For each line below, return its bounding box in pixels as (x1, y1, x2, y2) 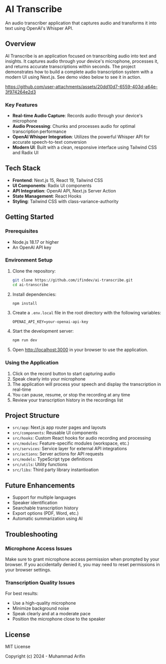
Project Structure (5, 411, 60, 420)
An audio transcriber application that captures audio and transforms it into (5, 20, 157, 26)
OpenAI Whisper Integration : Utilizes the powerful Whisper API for (12, 134, 150, 140)
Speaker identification (12, 500, 58, 506)
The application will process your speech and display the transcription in (12, 381, 162, 387)
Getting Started (5, 213, 54, 221)
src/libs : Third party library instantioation (12, 467, 99, 473)
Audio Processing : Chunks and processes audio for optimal (12, 123, 136, 129)
